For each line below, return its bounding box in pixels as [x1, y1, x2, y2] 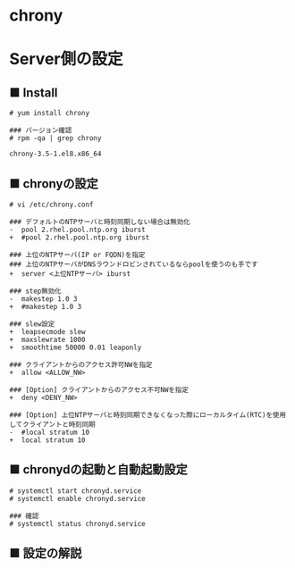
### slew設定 [9, 320, 55, 329]
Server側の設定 [9, 49, 123, 70]
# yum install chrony [9, 109, 90, 118]
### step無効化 [9, 287, 62, 296]
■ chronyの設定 [9, 176, 98, 191]
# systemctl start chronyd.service [9, 486, 142, 496]
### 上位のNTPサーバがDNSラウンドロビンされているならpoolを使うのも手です [9, 260, 258, 269]
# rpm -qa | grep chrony [9, 134, 102, 143]
